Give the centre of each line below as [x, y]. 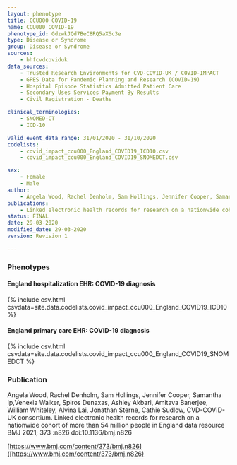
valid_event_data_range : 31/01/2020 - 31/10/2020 [82, 138]
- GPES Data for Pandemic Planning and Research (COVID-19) [110, 80]
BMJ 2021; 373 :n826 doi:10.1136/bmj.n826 [70, 432]
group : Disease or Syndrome [49, 47]
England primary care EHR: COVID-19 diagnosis [78, 331]
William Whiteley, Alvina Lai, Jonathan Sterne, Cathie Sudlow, [96, 410]
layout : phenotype [34, 14]
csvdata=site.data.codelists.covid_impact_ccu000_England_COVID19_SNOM [118, 354]
